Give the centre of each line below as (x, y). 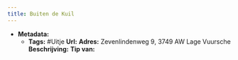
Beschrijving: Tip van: (61, 49)
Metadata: (33, 34)
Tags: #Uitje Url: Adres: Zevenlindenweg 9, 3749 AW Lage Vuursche (129, 41)
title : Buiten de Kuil (41, 14)
